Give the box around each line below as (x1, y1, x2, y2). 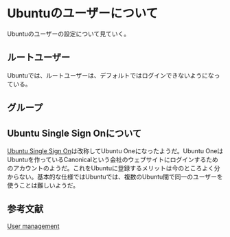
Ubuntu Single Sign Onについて (7, 127, 142, 139)
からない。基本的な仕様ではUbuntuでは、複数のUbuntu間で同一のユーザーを (7, 172, 223, 181)
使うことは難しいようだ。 (7, 181, 80, 189)
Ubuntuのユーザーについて (7, 5, 159, 21)
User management (7, 222, 60, 230)
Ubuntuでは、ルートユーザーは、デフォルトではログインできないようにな (7, 71, 214, 79)
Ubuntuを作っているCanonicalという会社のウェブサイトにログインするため (7, 155, 218, 163)
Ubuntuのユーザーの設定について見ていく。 (7, 30, 130, 38)
